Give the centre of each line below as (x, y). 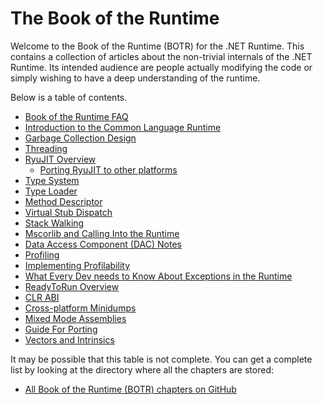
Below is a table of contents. (69, 97)
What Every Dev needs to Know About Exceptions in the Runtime (158, 276)
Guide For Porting (61, 329)
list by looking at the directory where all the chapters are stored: (142, 369)
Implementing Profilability (77, 265)
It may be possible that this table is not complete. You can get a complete (161, 359)
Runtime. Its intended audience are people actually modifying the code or (161, 67)
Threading (46, 148)
